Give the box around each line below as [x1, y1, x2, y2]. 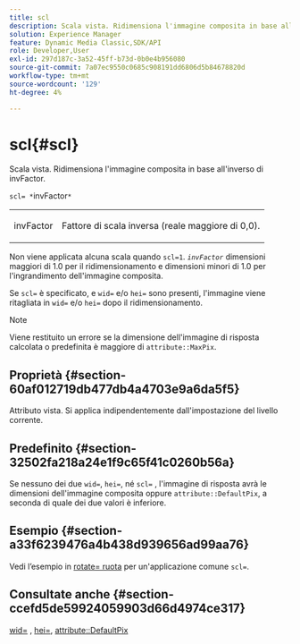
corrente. [9, 415, 43, 426]
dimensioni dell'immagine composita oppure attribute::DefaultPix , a [9, 488, 268, 499]
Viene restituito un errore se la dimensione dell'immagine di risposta [9, 332, 260, 343]
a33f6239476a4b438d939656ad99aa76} [9, 538, 250, 553]
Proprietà [9, 368, 62, 383]
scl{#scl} [9, 134, 79, 155]
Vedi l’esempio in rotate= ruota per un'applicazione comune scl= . [9, 561, 250, 572]
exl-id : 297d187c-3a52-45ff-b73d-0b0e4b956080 [9, 55, 186, 64]
